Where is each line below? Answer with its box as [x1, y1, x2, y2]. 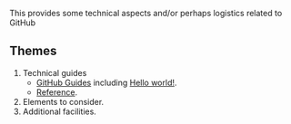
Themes [9, 43, 57, 59]
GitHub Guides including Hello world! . [35, 77, 177, 88]
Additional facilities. [22, 106, 97, 117]
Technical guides [22, 67, 87, 78]
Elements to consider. [22, 96, 105, 107]
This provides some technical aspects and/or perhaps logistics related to [9, 8, 283, 18]
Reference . [35, 86, 78, 98]
